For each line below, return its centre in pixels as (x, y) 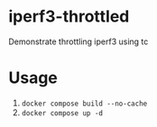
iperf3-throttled (69, 17)
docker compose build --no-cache (84, 104)
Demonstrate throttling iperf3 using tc (78, 41)
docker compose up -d (62, 113)
